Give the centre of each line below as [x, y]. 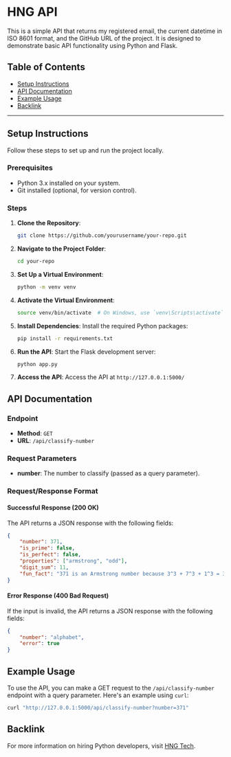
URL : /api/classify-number [56, 441]
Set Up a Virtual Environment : [60, 274]
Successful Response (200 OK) [53, 507]
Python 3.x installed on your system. [68, 183]
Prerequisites [30, 168]
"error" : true [40, 644]
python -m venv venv [46, 287]
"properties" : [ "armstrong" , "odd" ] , [74, 561]
